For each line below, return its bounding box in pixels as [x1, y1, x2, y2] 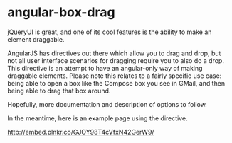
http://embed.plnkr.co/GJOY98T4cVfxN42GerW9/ [7, 127, 154, 136]
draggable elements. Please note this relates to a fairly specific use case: [7, 71, 222, 80]
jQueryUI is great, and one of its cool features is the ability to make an [7, 28, 212, 36]
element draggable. [7, 35, 65, 43]
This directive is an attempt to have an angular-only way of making [7, 64, 203, 72]
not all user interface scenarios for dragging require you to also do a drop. [7, 56, 224, 64]
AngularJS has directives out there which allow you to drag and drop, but [7, 49, 221, 57]
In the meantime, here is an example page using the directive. [7, 114, 189, 122]
